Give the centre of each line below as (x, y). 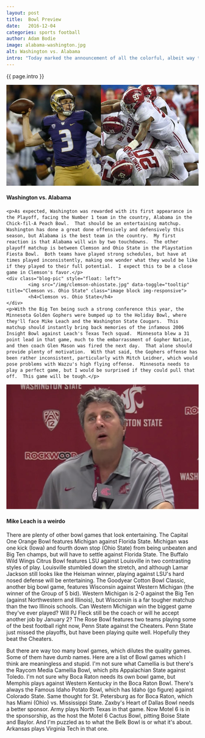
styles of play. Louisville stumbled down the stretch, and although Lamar (97, 567)
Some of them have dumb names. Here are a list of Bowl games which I (96, 657)
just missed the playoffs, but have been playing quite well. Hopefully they (98, 632)
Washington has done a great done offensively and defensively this (95, 230)
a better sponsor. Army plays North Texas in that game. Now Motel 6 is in (98, 709)
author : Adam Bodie (31, 39)
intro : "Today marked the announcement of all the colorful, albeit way (101, 58)
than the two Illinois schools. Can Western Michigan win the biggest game (99, 606)
